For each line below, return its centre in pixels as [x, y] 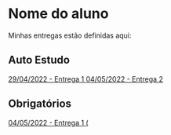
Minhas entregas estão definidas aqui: [70, 35]
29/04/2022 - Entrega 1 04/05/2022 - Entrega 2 [85, 78]
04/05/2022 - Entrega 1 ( [48, 122]
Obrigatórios [40, 104]
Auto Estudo [39, 60]
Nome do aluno [58, 14]
